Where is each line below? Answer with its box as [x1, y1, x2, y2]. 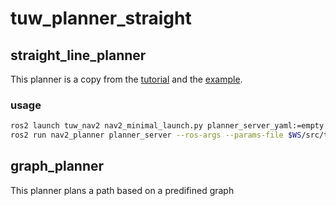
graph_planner [10, 158, 105, 175]
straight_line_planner [10, 47, 147, 64]
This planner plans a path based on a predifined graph [10, 184, 235, 196]
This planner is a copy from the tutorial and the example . [10, 73, 243, 85]
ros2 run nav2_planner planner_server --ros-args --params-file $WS [10, 130, 302, 141]
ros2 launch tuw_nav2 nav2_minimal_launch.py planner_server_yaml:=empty [10, 121, 325, 131]
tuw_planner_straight [10, 7, 192, 30]
